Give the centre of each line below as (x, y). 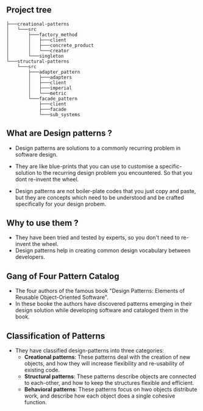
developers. (30, 257)
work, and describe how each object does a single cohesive (100, 396)
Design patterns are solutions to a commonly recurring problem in (98, 148)
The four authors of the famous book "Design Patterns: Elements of (100, 291)
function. (35, 402)
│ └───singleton (35, 56)
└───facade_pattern (53, 99)
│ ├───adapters (50, 77)
